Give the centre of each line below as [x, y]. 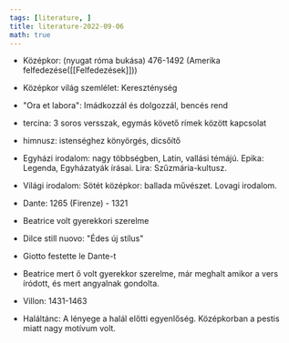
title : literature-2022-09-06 [67, 26]
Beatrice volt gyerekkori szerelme [86, 221]
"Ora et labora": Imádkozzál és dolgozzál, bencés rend [125, 106]
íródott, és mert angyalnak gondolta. [91, 284]
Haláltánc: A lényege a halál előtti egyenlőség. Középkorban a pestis [151, 318]
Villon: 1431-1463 [55, 301]
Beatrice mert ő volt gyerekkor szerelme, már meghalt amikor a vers [150, 274]
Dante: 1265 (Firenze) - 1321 [75, 203]
